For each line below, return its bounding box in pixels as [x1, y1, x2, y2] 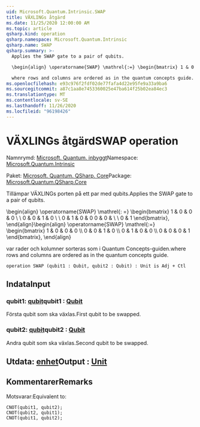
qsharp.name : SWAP [6, 43, 52, 49]
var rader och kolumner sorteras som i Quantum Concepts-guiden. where [6, 245, 187, 252]
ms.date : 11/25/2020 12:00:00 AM [6, 20, 90, 26]
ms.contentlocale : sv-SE [6, 97, 68, 104]
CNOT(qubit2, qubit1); [6, 410, 63, 416]
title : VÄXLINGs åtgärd [6, 14, 66, 20]
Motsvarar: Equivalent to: [6, 393, 67, 400]
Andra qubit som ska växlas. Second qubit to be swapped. [6, 339, 149, 346]
